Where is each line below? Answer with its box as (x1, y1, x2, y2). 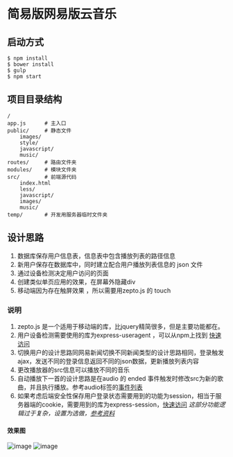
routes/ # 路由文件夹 (7, 159, 77, 166)
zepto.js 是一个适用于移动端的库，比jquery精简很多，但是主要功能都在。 (17, 322, 224, 330)
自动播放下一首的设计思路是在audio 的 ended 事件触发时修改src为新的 (17, 374, 218, 382)
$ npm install (7, 55, 49, 62)
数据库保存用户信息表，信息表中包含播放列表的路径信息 (17, 251, 175, 260)
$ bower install (7, 61, 54, 68)
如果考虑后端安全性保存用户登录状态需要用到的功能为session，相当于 (17, 391, 216, 399)
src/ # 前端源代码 (7, 173, 77, 180)
